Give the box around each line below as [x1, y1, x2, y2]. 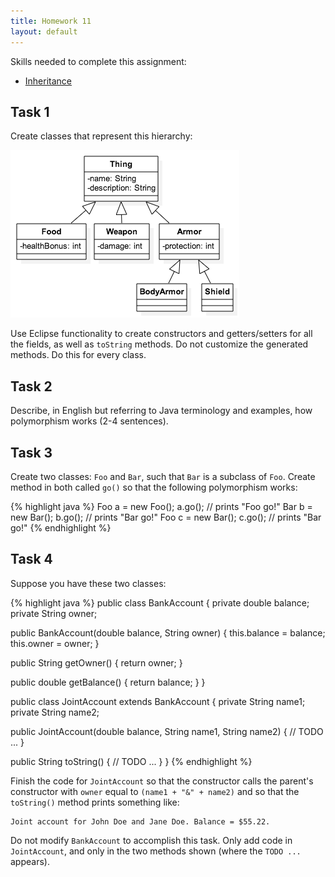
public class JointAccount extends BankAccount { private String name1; [10, 695, 306, 707]
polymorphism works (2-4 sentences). [10, 415, 169, 427]
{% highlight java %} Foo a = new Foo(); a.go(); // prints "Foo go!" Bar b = [10, 500, 313, 512]
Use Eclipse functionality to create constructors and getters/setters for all [10, 328, 313, 340]
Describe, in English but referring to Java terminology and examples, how [10, 405, 313, 417]
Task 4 [10, 551, 53, 568]
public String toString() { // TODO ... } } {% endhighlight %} [10, 755, 253, 767]
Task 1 [10, 103, 50, 120]
